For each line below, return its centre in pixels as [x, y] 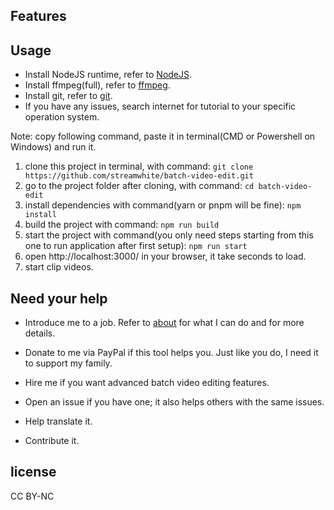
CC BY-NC [32, 496]
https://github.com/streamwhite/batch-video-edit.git [139, 176]
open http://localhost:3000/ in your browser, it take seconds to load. [165, 256]
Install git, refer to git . [68, 96]
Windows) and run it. [53, 147]
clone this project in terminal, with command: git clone [139, 166]
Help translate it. [58, 421]
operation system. [62, 117]
